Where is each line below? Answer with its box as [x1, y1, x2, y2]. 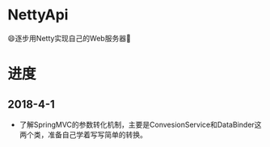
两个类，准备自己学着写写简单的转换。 [19, 129, 147, 139]
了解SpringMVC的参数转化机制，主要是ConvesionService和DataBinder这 [19, 120, 262, 129]
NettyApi [7, 6, 69, 24]
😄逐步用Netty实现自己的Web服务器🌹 [7, 33, 131, 43]
